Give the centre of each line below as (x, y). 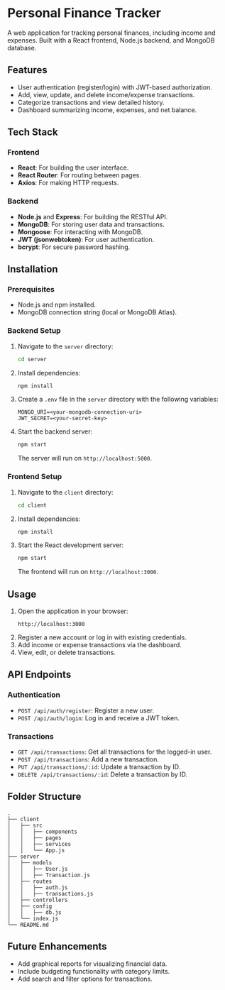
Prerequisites (31, 290)
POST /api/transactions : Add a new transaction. (88, 759)
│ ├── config (30, 906)
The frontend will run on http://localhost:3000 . (88, 572)
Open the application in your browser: (73, 611)
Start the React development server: (71, 545)
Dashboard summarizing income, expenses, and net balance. (107, 110)
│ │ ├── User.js (38, 869)
